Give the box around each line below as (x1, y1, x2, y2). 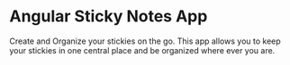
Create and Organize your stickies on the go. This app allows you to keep (9, 36, 281, 46)
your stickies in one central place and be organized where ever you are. (9, 45, 276, 55)
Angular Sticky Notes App (9, 6, 208, 27)
